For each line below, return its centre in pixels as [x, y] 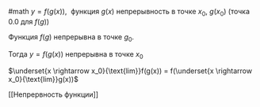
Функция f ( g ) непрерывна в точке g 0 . [71, 37]
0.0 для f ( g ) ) [29, 21]
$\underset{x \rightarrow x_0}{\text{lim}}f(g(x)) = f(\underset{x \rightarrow [130, 71]
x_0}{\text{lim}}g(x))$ [44, 79]
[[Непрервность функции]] [54, 94]
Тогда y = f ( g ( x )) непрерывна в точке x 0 [76, 55]
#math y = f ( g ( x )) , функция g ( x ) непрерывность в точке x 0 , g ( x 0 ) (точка [129, 13]
